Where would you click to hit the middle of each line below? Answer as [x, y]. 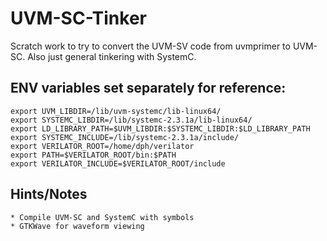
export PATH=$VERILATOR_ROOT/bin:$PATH [93, 155]
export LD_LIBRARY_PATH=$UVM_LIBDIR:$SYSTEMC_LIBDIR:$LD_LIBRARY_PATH [160, 128]
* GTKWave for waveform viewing [77, 226]
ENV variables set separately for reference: [148, 88]
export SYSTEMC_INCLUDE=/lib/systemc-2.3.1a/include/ [125, 137]
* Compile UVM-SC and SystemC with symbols [102, 217]
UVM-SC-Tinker [78, 18]
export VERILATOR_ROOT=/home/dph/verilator [102, 146]
